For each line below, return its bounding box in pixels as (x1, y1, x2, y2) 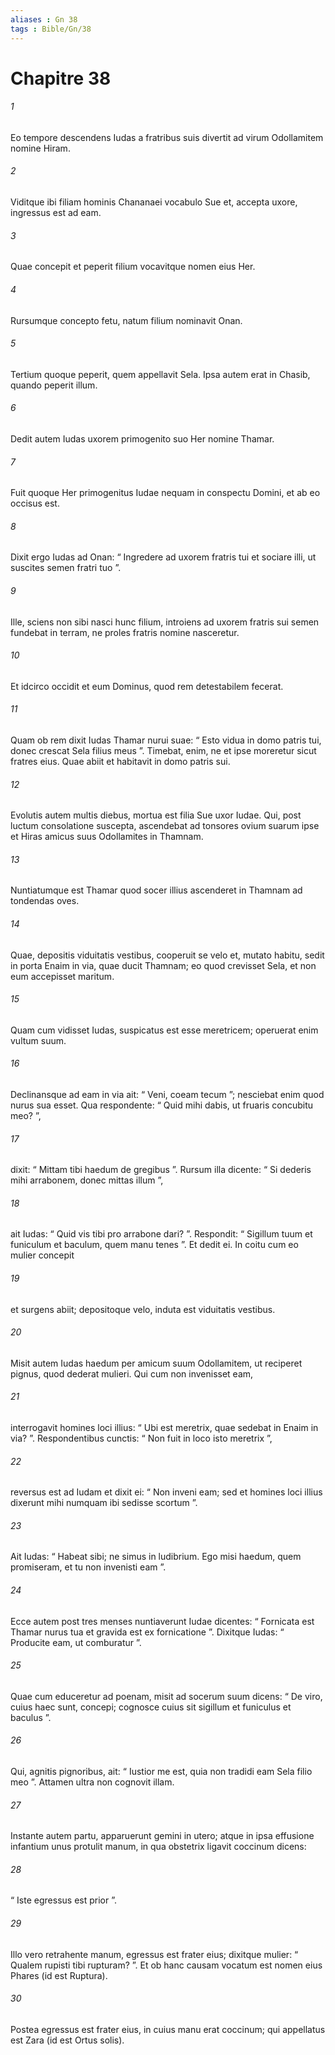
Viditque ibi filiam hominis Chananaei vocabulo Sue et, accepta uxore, (10, 196, 298, 208)
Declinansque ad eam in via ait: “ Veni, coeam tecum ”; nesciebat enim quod (10, 1088, 325, 1100)
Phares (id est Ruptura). (10, 1969, 108, 1981)
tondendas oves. (10, 895, 80, 907)
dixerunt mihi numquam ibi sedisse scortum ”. (10, 1497, 198, 1509)
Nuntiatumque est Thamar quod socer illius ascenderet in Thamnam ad (10, 884, 303, 896)
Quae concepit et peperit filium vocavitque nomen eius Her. (10, 261, 256, 273)
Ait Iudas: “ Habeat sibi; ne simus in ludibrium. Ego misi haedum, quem (10, 1551, 302, 1563)
